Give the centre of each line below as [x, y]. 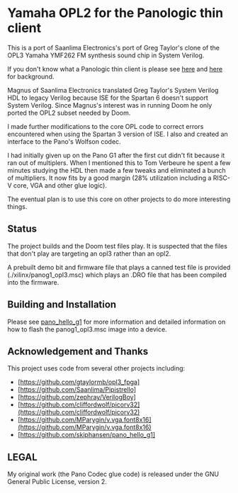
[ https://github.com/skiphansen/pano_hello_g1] [86, 435]
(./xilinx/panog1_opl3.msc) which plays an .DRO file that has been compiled [117, 275]
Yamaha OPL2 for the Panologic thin [115, 13]
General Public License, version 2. [57, 482]
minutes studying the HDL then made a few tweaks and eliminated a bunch [117, 170]
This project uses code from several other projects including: [96, 368]
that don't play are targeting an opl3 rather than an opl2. [89, 254]
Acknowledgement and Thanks [78, 351]
